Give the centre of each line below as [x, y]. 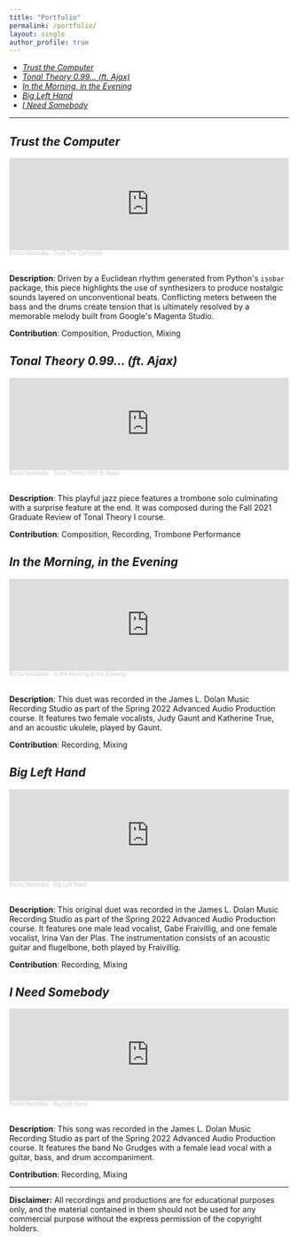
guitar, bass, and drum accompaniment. [82, 1157]
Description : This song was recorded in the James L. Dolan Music [130, 1129]
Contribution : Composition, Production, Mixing [95, 333]
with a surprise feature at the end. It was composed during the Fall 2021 [141, 507]
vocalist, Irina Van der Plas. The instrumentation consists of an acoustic [140, 937]
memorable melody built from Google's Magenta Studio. [112, 316]
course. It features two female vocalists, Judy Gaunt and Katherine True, [142, 718]
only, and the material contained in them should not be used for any [133, 1210]
